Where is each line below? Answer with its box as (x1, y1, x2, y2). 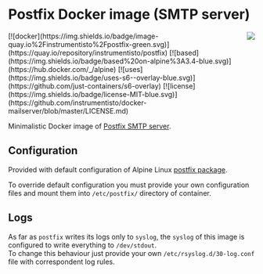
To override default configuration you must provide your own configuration (8, 180, 250, 189)
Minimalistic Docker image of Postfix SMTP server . (8, 121, 171, 131)
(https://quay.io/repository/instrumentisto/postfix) (8, 48, 168, 57)
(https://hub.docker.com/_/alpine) (8, 64, 117, 74)
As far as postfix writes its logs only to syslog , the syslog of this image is (8, 232, 245, 241)
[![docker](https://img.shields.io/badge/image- (8, 31, 159, 41)
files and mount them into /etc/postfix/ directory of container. (8, 188, 211, 197)
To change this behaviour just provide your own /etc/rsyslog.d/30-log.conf (8, 248, 255, 258)
